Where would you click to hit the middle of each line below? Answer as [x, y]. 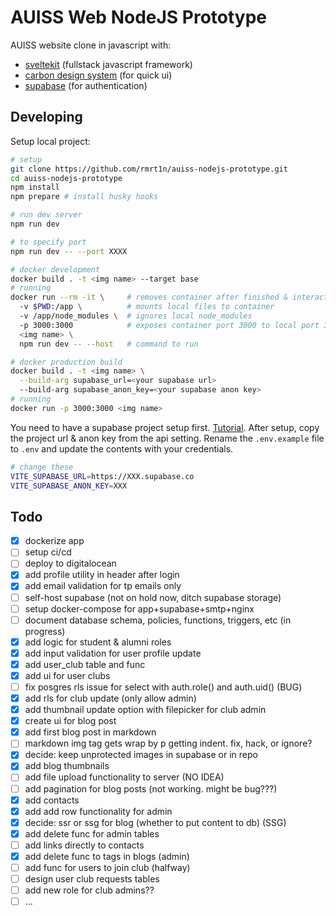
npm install [35, 187]
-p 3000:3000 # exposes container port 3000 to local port [169, 325]
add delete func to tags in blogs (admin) [107, 856]
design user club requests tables [92, 879]
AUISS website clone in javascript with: [91, 45]
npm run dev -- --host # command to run [109, 344]
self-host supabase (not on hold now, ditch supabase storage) [153, 597]
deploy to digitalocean [70, 563]
